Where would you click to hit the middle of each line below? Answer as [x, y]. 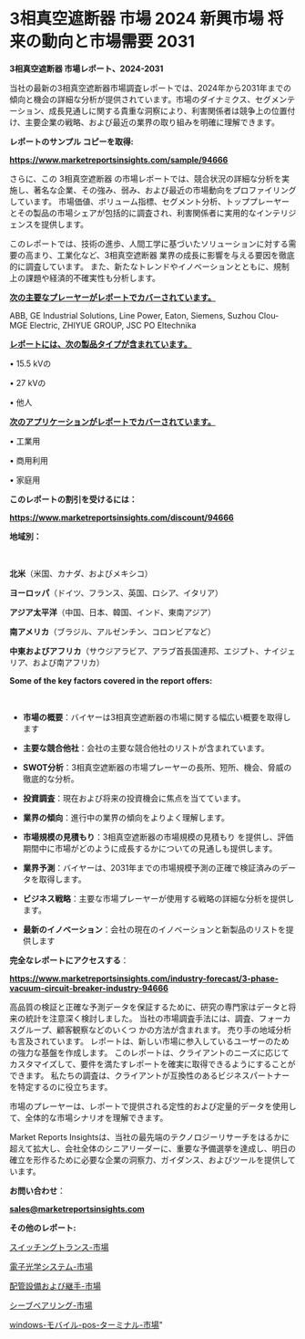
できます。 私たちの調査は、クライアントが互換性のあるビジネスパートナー [149, 1075]
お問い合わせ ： [37, 1190]
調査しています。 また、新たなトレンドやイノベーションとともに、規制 [157, 267]
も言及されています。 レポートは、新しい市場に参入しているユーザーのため [149, 1041]
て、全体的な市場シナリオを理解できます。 [89, 1117]
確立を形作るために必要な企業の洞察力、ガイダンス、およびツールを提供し [149, 1159]
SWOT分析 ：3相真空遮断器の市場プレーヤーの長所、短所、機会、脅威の [157, 767]
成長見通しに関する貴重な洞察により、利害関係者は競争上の [160, 110]
